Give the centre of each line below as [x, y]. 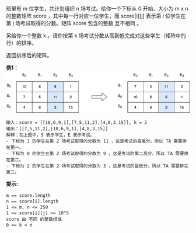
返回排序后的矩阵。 [29, 55]
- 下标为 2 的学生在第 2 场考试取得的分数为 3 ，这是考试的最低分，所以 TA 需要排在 [97, 166]
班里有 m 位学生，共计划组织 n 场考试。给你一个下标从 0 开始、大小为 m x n [97, 8]
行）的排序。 [21, 43]
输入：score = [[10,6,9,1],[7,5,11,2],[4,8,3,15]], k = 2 [77, 123]
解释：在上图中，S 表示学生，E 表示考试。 [50, 135]
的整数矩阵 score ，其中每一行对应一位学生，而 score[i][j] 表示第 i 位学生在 [96, 16]
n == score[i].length [32, 201]
